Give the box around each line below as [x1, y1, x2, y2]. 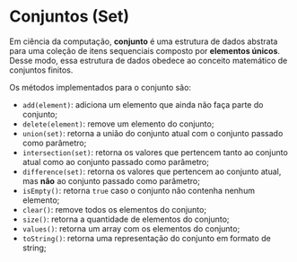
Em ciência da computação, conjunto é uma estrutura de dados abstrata [9, 36, 278, 47]
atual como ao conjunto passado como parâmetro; [22, 156, 209, 167]
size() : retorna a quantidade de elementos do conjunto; [22, 214, 230, 224]
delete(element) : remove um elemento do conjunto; [22, 118, 214, 129]
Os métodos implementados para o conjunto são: [9, 82, 191, 92]
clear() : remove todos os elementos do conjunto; [22, 204, 207, 214]
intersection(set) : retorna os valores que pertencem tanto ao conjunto [22, 146, 289, 158]
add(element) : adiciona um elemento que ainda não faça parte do [22, 99, 264, 109]
